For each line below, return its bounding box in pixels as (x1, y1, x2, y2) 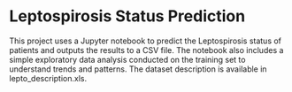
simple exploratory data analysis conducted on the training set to (9, 54, 246, 65)
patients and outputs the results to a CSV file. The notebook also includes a (9, 44, 284, 55)
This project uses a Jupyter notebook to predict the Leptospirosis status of (9, 35, 281, 46)
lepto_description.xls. (9, 73, 87, 83)
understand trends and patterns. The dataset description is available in (9, 64, 267, 74)
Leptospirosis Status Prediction (9, 6, 246, 27)
